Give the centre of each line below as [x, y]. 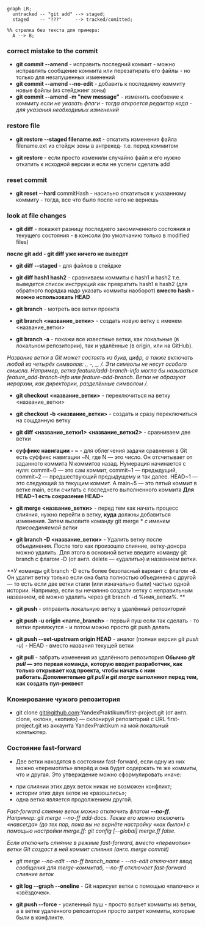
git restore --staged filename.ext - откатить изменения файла [96, 139]
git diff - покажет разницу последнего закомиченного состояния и [103, 229]
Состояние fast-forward [44, 748]
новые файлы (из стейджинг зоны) [61, 90]
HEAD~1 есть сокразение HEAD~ [60, 496]
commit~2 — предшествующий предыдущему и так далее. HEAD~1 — [106, 477]
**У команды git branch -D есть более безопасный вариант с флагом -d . [102, 571]
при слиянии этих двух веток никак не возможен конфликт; [94, 786]
